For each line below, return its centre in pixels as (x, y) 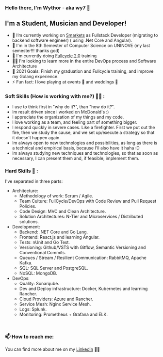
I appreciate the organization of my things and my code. (68, 117)
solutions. (29, 222)
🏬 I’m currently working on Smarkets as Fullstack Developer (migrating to (85, 35)
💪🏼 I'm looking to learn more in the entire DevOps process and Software (84, 61)
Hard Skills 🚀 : (22, 171)
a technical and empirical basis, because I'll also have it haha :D (76, 148)
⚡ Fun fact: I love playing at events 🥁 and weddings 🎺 (65, 81)
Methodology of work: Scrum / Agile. (56, 196)
